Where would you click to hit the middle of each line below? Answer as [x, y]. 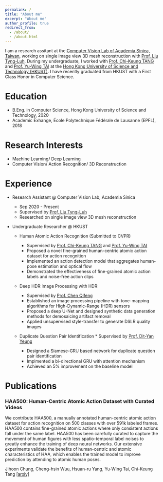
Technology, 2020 [30, 115]
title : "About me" [24, 14]
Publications [31, 386]
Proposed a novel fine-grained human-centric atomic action [87, 251]
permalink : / [18, 10]
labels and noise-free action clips [60, 276]
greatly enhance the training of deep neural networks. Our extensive [73, 444]
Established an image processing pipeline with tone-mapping [88, 300]
